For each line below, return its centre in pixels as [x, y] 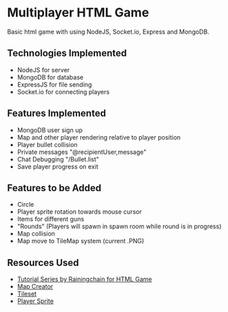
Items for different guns [51, 219]
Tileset [27, 294]
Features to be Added [54, 188]
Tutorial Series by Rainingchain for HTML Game [84, 279]
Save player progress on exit [58, 166]
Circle [25, 205]
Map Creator [35, 287]
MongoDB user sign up [50, 130]
